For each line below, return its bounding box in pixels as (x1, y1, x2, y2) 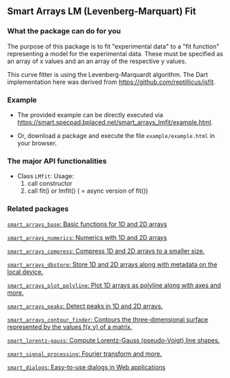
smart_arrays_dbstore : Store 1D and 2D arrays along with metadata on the (7, 260, 218, 268)
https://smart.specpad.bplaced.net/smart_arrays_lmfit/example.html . (17, 118, 213, 126)
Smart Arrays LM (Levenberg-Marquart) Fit (7, 6, 197, 17)
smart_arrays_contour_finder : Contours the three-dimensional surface (7, 315, 209, 323)
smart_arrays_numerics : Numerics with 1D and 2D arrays (7, 233, 167, 241)
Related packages (7, 204, 69, 214)
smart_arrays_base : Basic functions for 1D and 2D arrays (7, 220, 167, 228)
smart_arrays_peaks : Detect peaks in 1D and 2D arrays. (7, 302, 164, 310)
